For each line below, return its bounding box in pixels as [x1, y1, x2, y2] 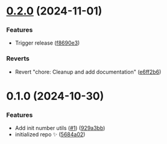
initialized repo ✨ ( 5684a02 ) [14, 131, 86, 138]
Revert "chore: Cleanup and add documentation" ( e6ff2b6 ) [14, 68, 162, 75]
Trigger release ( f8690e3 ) [14, 39, 80, 46]
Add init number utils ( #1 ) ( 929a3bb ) [14, 125, 106, 132]
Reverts [6, 54, 30, 63]
